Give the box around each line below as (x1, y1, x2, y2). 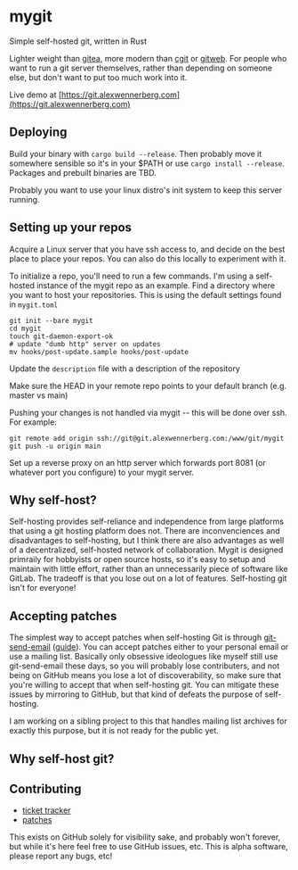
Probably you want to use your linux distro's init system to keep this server (9, 185, 283, 195)
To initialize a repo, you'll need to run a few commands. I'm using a (9, 270, 254, 281)
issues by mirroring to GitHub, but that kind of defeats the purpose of (9, 689, 263, 700)
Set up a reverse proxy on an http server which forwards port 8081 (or (9, 457, 266, 468)
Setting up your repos (9, 220, 132, 236)
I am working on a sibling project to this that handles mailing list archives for (9, 716, 287, 726)
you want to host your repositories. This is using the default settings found (9, 289, 282, 300)
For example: (9, 417, 58, 427)
